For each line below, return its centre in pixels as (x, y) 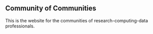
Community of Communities (51, 8)
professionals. (20, 26)
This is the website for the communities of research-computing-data (77, 20)
